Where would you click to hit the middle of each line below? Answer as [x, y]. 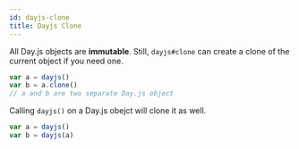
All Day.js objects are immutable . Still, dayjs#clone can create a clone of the [149, 51]
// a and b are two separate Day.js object [92, 94]
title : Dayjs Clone [46, 26]
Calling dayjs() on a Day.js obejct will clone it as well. [108, 111]
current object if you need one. [66, 61]
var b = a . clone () [43, 86]
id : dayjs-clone [39, 17]
